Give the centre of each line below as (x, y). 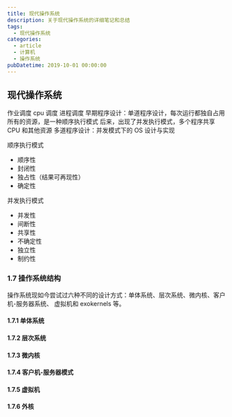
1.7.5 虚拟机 (24, 389)
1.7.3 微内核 (24, 355)
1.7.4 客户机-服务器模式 (41, 373)
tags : (15, 26)
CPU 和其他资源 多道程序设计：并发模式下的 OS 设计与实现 (91, 130)
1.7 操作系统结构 (34, 278)
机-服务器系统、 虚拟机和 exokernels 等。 (66, 303)
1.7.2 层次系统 (27, 338)
